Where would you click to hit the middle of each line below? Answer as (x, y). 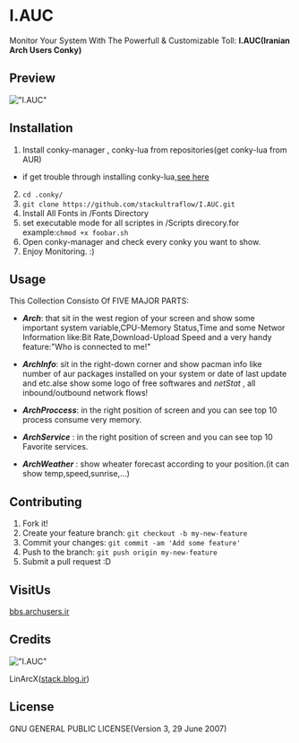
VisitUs (30, 590)
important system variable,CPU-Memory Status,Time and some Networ (154, 328)
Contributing (46, 502)
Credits (30, 639)
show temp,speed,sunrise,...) (76, 474)
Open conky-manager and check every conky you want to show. (141, 241)
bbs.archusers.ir (39, 612)
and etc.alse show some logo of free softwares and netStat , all (139, 383)
